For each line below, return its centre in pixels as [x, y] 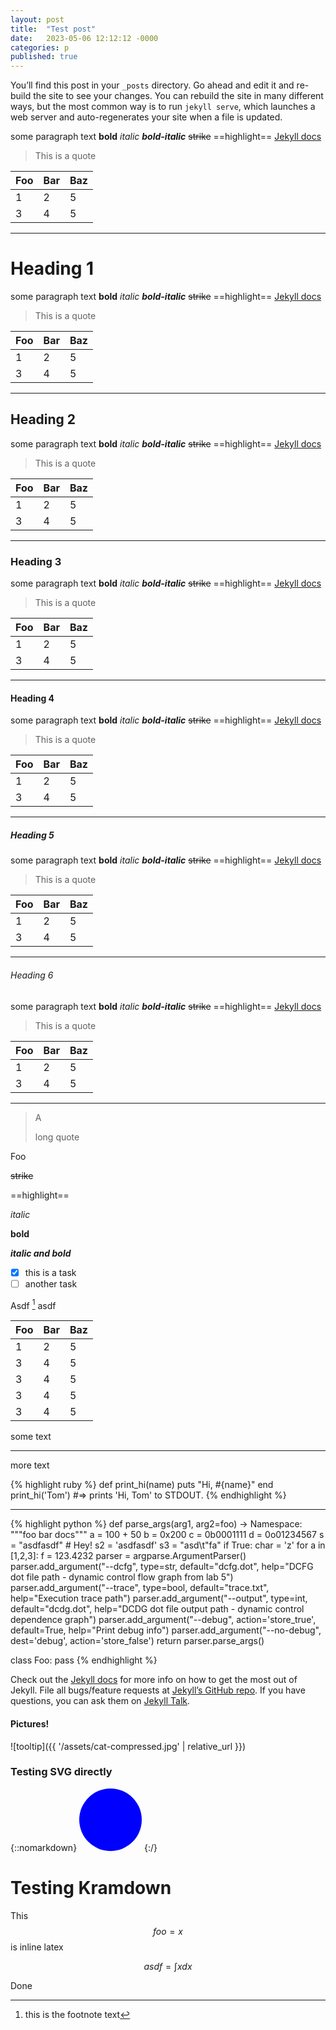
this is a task [50, 1272]
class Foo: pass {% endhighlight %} [84, 1660]
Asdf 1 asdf [33, 1304]
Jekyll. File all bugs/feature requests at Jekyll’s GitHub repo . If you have [158, 1690]
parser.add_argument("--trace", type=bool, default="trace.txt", [140, 1588]
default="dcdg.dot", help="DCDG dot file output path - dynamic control [157, 1609]
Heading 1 [52, 268]
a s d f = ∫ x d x [168, 1966]
